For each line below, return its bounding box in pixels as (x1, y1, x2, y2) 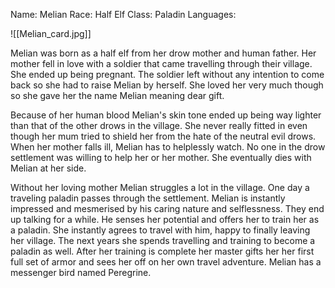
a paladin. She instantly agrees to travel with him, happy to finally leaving (10, 224, 311, 236)
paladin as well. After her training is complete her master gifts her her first (10, 245, 315, 257)
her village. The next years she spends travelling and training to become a (10, 235, 316, 246)
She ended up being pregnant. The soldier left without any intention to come (10, 69, 325, 80)
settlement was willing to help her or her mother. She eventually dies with (10, 152, 312, 163)
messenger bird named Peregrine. (10, 267, 152, 278)
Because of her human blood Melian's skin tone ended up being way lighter (10, 109, 322, 121)
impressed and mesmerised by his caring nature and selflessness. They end (10, 203, 325, 214)
